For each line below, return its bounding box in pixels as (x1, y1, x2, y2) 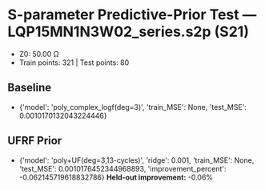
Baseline (7, 81, 52, 95)
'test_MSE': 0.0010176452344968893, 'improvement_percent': (18, 164, 227, 173)
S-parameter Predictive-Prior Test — (7, 6, 257, 24)
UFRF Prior (7, 134, 62, 148)
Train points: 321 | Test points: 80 (18, 58, 130, 67)
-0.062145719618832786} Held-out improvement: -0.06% (18, 172, 214, 182)
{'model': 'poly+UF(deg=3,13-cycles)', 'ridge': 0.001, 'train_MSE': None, (18, 155, 255, 165)
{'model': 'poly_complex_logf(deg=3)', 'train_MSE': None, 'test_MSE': (18, 102, 247, 111)
